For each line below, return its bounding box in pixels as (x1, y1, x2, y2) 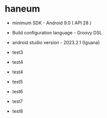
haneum (5, 3, 40, 15)
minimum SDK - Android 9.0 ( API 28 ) (12, 20, 92, 26)
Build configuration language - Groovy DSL (12, 29, 102, 35)
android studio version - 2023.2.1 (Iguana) (12, 39, 100, 46)
